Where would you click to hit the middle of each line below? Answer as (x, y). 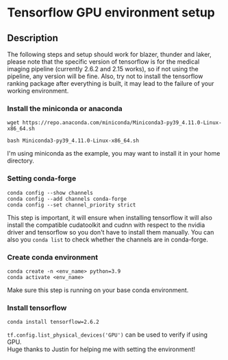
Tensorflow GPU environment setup (111, 13)
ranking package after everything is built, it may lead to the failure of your (111, 83)
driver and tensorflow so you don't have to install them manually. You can (111, 232)
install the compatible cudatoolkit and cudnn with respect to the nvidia (106, 225)
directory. (21, 161)
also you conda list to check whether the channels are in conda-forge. (108, 239)
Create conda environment (52, 257)
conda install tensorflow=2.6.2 (53, 322)
